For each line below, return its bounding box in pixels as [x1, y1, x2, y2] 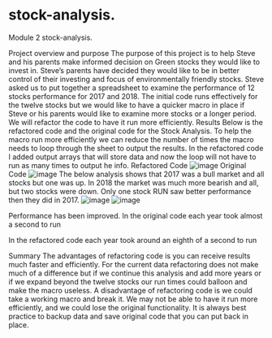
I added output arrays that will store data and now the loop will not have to [8, 152, 257, 162]
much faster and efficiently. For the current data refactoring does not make [8, 259, 259, 269]
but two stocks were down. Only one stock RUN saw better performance [8, 186, 252, 196]
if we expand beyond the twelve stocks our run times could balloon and [8, 276, 248, 286]
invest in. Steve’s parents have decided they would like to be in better [8, 65, 240, 75]
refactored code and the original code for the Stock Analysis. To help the [8, 126, 252, 136]
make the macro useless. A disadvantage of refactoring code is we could [8, 285, 253, 295]
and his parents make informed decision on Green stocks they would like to [8, 57, 261, 67]
